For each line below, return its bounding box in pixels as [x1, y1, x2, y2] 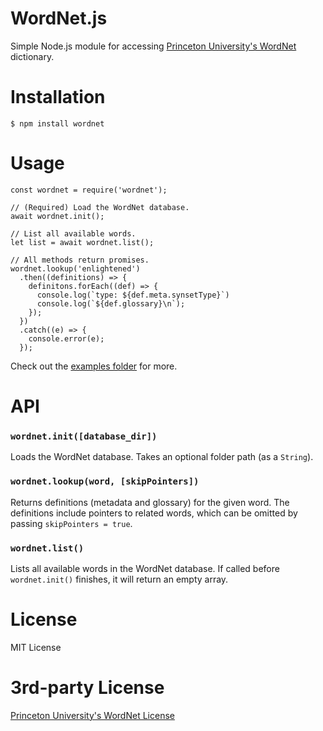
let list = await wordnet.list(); [10, 237, 155, 247]
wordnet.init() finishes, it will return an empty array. [10, 573, 229, 585]
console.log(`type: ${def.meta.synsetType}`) [36, 290, 230, 300]
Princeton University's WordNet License [10, 709, 175, 721]
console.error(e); [28, 333, 105, 344]
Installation [10, 86, 106, 109]
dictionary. [10, 50, 55, 62]
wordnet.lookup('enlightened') [10, 263, 141, 274]
